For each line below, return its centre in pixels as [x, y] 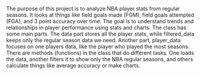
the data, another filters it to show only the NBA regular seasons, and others [100, 59]
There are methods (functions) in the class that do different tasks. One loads [100, 53]
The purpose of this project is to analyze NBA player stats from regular [93, 9]
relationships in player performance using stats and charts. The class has [96, 27]
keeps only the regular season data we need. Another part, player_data [93, 40]
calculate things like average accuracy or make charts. [73, 65]
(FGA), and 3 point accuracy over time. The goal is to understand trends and [100, 21]
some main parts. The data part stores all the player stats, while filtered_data [100, 34]
